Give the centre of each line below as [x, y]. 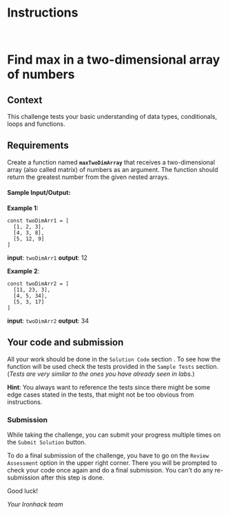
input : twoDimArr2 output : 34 [48, 321]
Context [25, 100]
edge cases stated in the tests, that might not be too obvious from [101, 394]
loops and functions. [36, 124]
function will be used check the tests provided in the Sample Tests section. [113, 366]
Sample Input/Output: [39, 193]
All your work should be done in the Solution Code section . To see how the [114, 359]
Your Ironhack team [35, 504]
